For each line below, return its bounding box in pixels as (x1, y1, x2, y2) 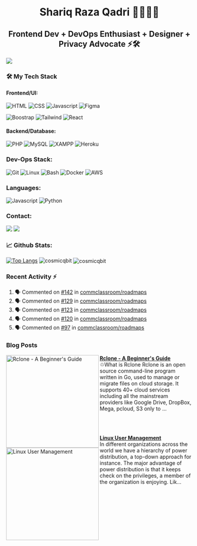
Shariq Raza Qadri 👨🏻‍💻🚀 (39, 5, 160, 19)
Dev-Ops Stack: (6, 155, 53, 163)
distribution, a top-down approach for (99, 453, 192, 460)
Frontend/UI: (6, 89, 38, 97)
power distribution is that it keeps (99, 465, 181, 473)
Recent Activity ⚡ (6, 272, 57, 281)
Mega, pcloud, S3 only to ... (99, 405, 167, 412)
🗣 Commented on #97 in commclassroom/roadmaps (14, 324, 145, 331)
